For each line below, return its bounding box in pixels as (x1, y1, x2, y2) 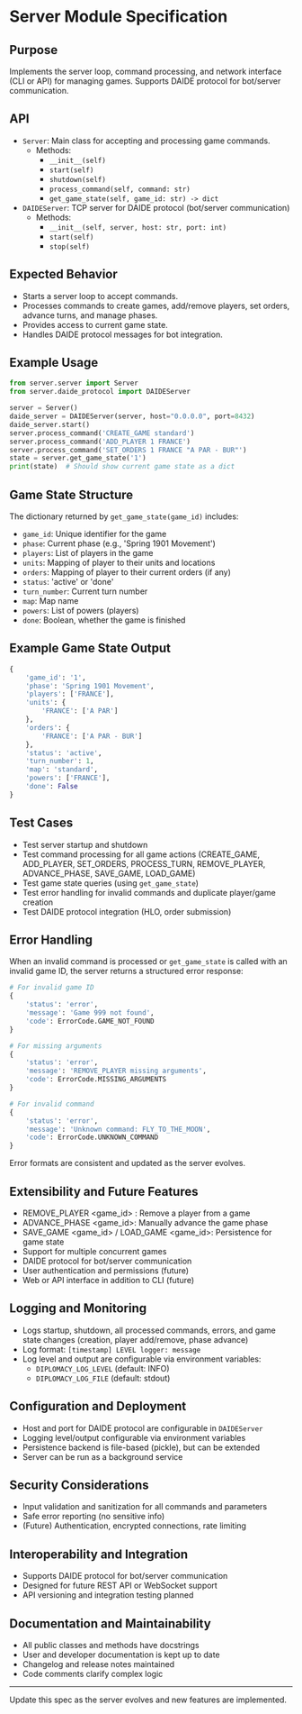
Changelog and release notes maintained (22, 1659, 175, 1670)
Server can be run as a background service (22, 1451, 183, 1462)
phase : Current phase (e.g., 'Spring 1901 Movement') (22, 538, 216, 549)
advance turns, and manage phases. (22, 309, 158, 321)
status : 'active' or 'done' (22, 577, 114, 587)
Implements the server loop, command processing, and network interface (9, 66, 282, 77)
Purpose (9, 42, 58, 58)
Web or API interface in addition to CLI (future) (22, 1275, 195, 1285)
